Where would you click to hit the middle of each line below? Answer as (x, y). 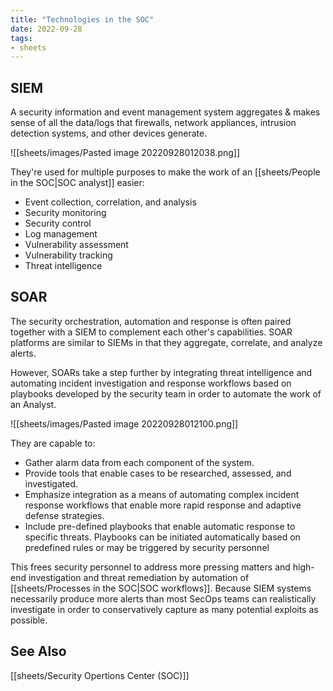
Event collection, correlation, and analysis (110, 202)
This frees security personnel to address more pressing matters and (150, 567)
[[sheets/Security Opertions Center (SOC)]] (100, 675)
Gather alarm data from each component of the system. (139, 462)
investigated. (51, 483)
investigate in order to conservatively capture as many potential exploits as (164, 609)
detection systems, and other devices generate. (109, 133)
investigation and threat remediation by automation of (139, 577)
